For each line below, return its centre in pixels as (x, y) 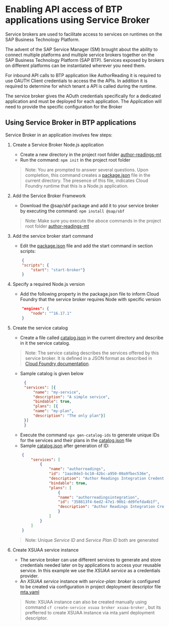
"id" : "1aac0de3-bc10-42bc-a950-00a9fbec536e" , (100, 474)
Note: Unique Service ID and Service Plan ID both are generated (92, 540)
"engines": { (36, 309)
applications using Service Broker (78, 20)
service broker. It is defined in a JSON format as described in (89, 358)
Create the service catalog (40, 327)
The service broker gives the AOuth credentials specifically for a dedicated (83, 96)
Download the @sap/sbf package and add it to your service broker (89, 205)
